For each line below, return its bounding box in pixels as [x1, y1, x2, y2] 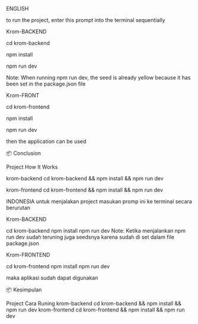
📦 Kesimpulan [6, 286, 42, 293]
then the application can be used [6, 138, 87, 145]
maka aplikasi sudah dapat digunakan [6, 274, 98, 281]
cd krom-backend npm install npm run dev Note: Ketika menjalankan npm [6, 227, 186, 234]
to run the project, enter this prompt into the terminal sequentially [6, 17, 165, 23]
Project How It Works [6, 163, 58, 170]
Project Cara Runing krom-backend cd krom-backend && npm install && [6, 300, 182, 307]
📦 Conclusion [6, 150, 41, 157]
